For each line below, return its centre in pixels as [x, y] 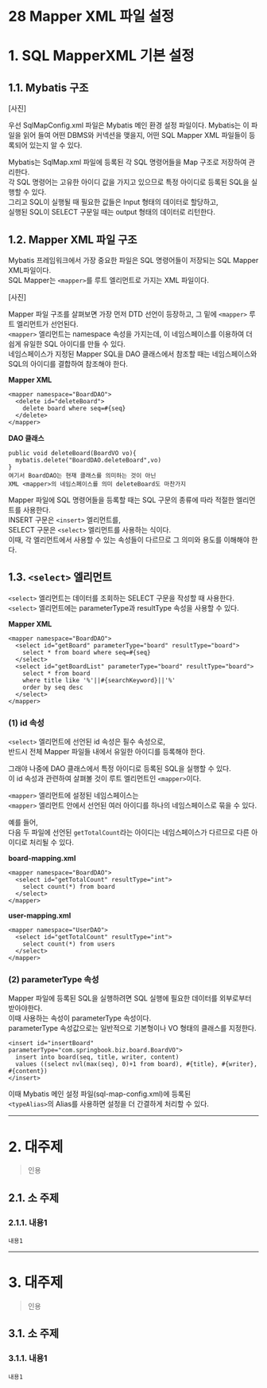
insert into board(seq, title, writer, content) [97, 1057]
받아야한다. [25, 1009]
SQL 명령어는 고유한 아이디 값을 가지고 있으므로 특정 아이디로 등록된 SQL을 [133, 182]
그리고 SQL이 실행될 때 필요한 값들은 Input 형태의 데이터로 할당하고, [113, 202]
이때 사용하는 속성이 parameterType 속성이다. [80, 1018]
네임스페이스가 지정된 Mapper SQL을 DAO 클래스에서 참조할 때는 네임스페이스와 [133, 354]
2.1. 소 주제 [34, 1198]
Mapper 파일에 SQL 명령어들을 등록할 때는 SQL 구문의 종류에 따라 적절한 [121, 500]
